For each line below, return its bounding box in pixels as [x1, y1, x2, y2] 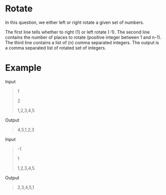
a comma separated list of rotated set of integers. [5, 45, 107, 51]
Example [5, 63, 42, 73]
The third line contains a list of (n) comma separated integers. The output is [5, 39, 160, 45]
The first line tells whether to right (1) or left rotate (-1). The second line [5, 29, 150, 35]
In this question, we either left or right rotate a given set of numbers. [5, 19, 145, 25]
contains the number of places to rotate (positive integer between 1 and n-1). [5, 34, 162, 40]
